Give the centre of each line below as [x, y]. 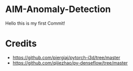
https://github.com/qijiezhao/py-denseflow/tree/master [70, 63]
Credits [21, 44]
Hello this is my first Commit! [35, 23]
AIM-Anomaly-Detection [58, 9]
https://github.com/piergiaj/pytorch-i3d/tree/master [66, 57]
